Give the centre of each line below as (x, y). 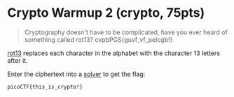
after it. (18, 60)
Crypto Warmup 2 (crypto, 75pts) (106, 13)
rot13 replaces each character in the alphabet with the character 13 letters (114, 53)
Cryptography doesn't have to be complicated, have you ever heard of (126, 32)
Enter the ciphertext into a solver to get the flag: (76, 74)
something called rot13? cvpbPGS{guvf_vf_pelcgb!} (98, 39)
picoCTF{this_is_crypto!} (45, 87)
